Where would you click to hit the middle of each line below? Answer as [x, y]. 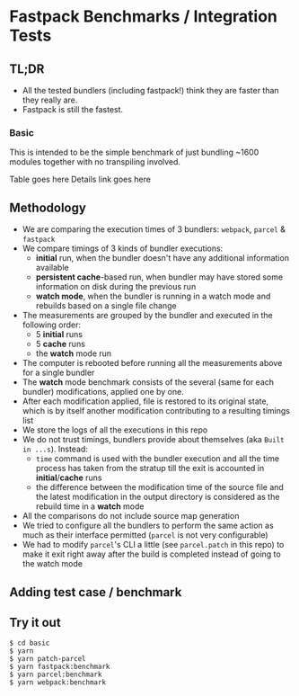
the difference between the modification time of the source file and [160, 487]
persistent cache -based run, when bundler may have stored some [159, 277]
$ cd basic [30, 643]
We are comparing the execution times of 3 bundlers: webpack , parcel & [154, 229]
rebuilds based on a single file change [106, 306]
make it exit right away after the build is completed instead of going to [151, 554]
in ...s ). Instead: [55, 449]
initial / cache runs [69, 477]
